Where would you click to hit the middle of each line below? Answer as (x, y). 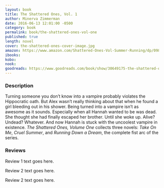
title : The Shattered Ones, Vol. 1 (41, 14)
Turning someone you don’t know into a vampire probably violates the (75, 96)
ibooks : (13, 55)
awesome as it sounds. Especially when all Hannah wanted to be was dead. (81, 112)
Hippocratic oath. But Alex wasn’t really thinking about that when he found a (82, 102)
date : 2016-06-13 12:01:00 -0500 (39, 23)
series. (12, 138)
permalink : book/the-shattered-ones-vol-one (51, 32)
